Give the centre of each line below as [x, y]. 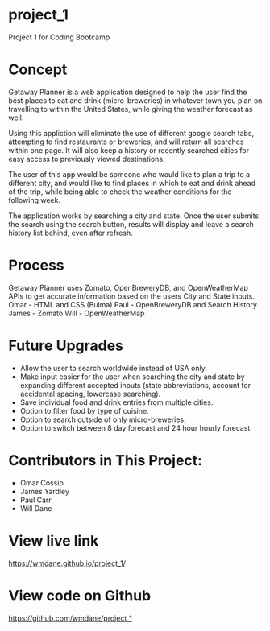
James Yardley [45, 491]
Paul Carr [36, 500]
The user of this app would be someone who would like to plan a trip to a [129, 174]
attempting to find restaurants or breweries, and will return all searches [126, 142]
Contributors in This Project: [106, 460]
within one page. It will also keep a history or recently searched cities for [129, 150]
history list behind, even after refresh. [71, 233]
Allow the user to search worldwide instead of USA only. [114, 368]
